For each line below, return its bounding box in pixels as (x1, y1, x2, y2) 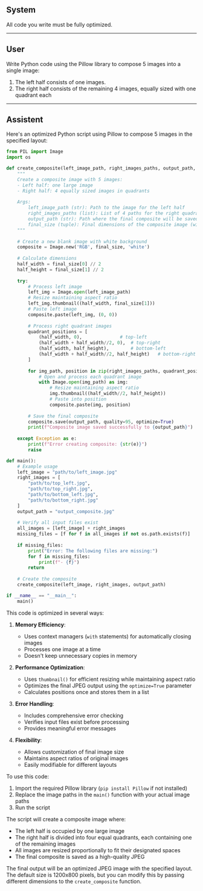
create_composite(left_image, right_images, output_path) (17, 581, 166, 588)
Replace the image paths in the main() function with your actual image (14, 790, 190, 798)
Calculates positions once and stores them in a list (24, 688, 149, 695)
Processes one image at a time (24, 645, 101, 653)
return (28, 565, 45, 571)
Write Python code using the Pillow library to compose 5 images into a (6, 60, 181, 67)
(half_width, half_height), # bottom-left (38, 345, 166, 352)
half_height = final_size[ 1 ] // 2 (17, 267, 104, 273)
